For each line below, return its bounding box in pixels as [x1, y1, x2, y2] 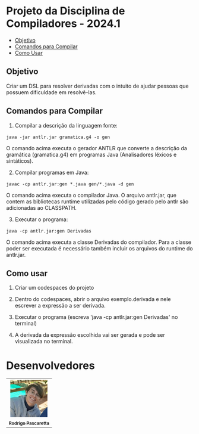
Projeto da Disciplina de [6, 4, 125, 18]
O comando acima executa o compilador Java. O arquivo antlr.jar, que [6, 191, 177, 199]
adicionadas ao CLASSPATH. [6, 204, 77, 211]
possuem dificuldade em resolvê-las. [6, 88, 97, 96]
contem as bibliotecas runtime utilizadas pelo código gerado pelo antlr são [6, 198, 189, 205]
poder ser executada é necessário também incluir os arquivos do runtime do [6, 244, 193, 252]
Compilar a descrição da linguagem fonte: [14, 122, 118, 129]
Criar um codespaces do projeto [14, 284, 94, 292]
